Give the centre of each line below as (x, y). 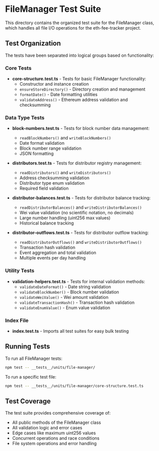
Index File (17, 320)
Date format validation (42, 143)
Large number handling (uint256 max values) (65, 218)
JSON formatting (37, 154)
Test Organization (33, 44)
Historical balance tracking (47, 223)
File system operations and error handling (54, 444)
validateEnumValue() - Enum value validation (65, 307)
